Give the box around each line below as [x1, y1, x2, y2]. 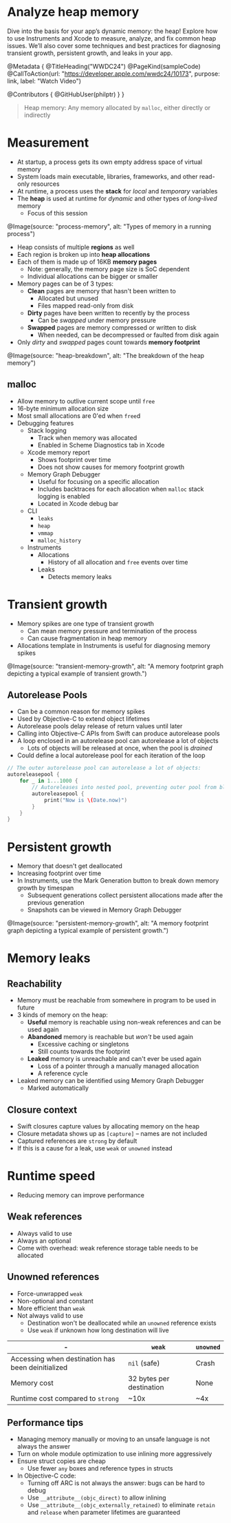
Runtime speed [7, 1168, 96, 1184]
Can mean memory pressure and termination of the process [27, 627, 197, 635]
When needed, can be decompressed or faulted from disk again [37, 330, 219, 339]
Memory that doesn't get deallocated [16, 862, 122, 870]
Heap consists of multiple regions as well [16, 242, 135, 251]
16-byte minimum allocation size [16, 404, 109, 412]
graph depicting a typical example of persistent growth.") [7, 927, 169, 935]
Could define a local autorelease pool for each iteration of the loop [16, 751, 206, 759]
